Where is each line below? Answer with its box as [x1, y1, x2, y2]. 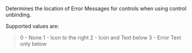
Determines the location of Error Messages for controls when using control [5, 5, 187, 12]
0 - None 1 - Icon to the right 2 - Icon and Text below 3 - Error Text [19, 34, 181, 41]
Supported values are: [5, 23, 59, 29]
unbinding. [5, 11, 32, 18]
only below [19, 41, 47, 47]
